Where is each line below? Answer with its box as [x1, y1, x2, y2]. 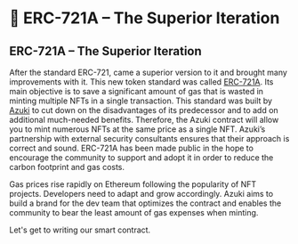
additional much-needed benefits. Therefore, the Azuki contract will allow [9, 115, 279, 125]
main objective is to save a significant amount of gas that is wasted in [9, 86, 264, 96]
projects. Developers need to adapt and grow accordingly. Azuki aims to [9, 189, 274, 199]
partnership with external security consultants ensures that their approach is [9, 134, 290, 143]
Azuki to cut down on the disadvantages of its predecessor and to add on [9, 105, 278, 115]
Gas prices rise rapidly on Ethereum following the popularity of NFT [9, 179, 257, 190]
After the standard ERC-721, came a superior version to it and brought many [9, 67, 287, 77]
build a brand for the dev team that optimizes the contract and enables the [9, 198, 282, 208]
